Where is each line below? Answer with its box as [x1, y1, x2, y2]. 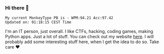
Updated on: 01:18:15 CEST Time [5, 20, 71, 25]
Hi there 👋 [5, 4, 30, 11]
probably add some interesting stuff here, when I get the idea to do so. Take [5, 39, 159, 45]
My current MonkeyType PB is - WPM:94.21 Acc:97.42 [5, 16, 113, 21]
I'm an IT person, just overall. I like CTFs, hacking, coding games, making [5, 28, 154, 34]
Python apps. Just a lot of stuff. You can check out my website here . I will [5, 34, 154, 40]
